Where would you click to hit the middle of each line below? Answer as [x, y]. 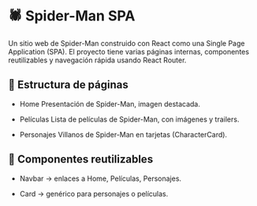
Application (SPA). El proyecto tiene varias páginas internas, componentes [129, 51]
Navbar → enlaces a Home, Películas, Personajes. [101, 178]
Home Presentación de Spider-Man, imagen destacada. [110, 103]
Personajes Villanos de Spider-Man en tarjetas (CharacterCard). [123, 134]
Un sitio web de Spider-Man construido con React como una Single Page [127, 43]
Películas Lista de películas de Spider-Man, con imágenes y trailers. [129, 119]
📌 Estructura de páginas [68, 85]
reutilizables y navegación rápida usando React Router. [97, 60]
